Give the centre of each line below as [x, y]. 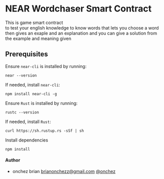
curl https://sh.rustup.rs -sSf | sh [45, 130]
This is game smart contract [34, 22]
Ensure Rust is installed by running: [41, 103]
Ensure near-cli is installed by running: [46, 66]
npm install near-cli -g [31, 94]
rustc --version [22, 112]
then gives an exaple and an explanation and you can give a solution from [81, 33]
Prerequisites [27, 54]
